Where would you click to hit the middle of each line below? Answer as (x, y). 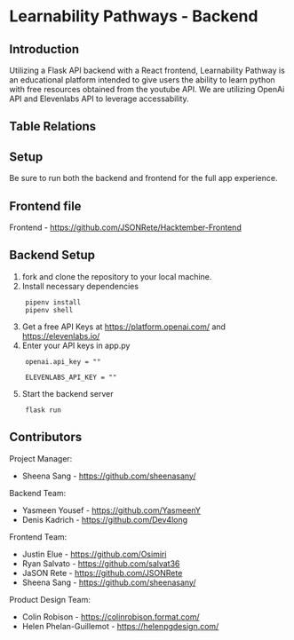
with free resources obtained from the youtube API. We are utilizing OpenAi (147, 89)
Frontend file (45, 206)
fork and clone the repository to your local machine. (117, 276)
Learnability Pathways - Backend (134, 16)
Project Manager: (41, 458)
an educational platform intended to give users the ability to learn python (142, 80)
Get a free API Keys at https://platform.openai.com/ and (124, 327)
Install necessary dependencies (80, 286)
